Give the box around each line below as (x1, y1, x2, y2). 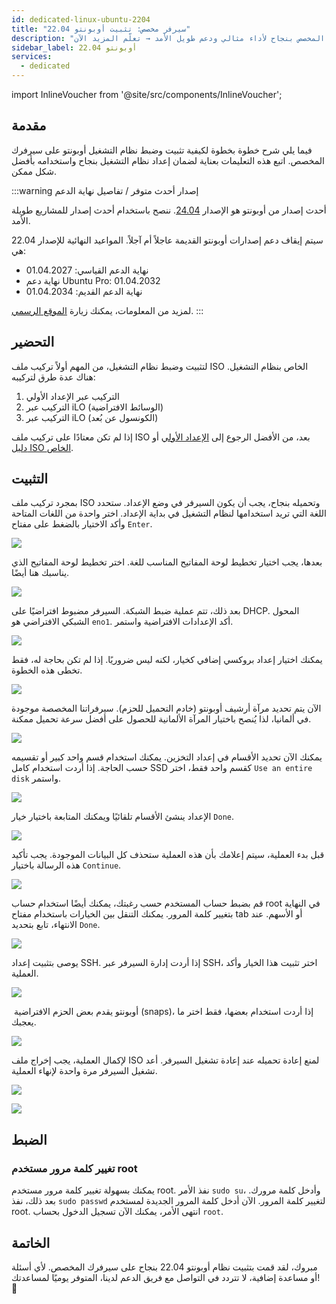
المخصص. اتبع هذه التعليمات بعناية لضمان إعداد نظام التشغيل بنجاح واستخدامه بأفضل (11, 154, 325, 166)
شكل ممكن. (11, 165, 58, 177)
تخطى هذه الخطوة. (11, 664, 83, 676)
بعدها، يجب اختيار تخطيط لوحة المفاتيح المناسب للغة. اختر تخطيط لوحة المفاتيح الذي (11, 556, 323, 568)
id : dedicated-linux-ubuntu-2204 (11, 14, 151, 25)
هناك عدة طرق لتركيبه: (11, 371, 96, 383)
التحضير (11, 334, 55, 351)
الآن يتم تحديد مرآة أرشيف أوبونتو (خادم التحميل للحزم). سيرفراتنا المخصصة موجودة (11, 702, 322, 715)
